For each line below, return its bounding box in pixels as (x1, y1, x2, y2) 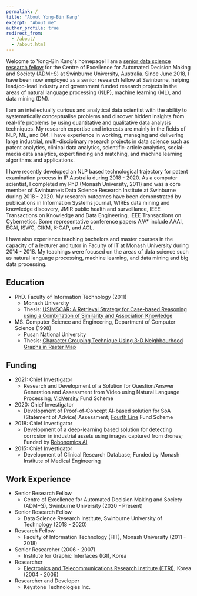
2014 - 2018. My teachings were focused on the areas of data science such (6, 248, 189, 255)
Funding (6, 360, 37, 371)
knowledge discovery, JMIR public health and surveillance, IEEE (6, 205, 161, 212)
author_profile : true (6, 25, 59, 31)
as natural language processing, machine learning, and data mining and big (6, 254, 189, 261)
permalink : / (6, 8, 38, 15)
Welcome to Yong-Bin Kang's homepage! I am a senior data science (6, 57, 171, 65)
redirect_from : (6, 31, 44, 36)
